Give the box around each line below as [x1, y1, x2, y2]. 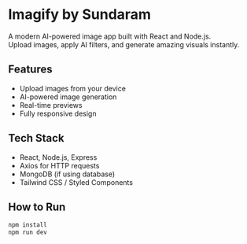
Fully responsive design [19, 109, 97, 118]
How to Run [8, 200, 66, 213]
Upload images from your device [19, 83, 126, 93]
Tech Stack [8, 131, 65, 145]
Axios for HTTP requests [19, 161, 100, 170]
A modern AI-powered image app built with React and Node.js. [8, 31, 212, 41]
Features [8, 63, 53, 76]
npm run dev [8, 228, 47, 237]
